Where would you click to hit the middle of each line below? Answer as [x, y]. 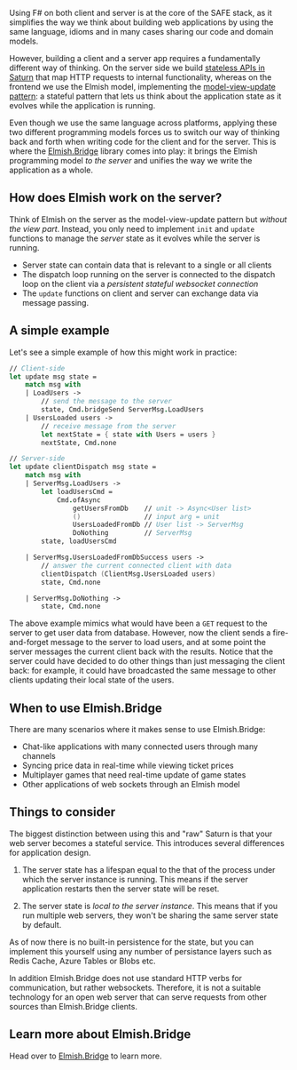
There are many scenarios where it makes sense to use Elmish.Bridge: [137, 730]
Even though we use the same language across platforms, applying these [143, 123]
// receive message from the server [109, 426]
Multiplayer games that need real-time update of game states [134, 775]
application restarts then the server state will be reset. [121, 889]
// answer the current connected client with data [137, 565]
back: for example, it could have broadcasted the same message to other [143, 671]
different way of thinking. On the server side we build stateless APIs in [137, 68]
